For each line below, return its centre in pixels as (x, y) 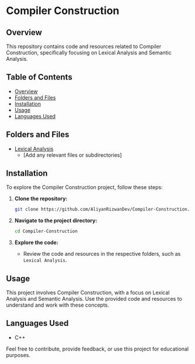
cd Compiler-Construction (46, 231)
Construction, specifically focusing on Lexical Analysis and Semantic (89, 53)
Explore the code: (36, 243)
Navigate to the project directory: (56, 221)
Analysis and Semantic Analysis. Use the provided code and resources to (94, 299)
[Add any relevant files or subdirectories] (72, 155)
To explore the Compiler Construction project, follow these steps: (84, 187)
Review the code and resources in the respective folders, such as (102, 254)
